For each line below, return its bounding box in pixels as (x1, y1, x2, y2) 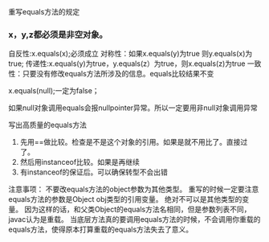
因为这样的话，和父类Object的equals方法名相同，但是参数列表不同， (23, 204, 251, 215)
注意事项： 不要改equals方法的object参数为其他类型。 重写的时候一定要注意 (8, 184, 259, 195)
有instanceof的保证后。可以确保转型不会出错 (19, 167, 169, 177)
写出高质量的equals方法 (8, 120, 87, 130)
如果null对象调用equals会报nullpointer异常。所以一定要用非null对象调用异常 (8, 103, 259, 113)
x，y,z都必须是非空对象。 (8, 29, 108, 40)
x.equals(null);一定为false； (8, 86, 100, 96)
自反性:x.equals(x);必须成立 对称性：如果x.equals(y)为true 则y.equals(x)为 (8, 49, 253, 59)
